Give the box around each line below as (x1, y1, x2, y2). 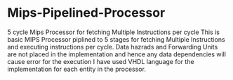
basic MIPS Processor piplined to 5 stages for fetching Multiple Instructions (7, 35, 226, 43)
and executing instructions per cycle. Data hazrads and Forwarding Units (7, 42, 218, 51)
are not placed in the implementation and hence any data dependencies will (7, 50, 227, 58)
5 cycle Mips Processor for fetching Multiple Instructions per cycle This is (7, 28, 220, 36)
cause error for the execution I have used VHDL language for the (7, 57, 194, 65)
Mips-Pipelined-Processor (7, 5, 166, 21)
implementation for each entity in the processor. (7, 65, 146, 73)
